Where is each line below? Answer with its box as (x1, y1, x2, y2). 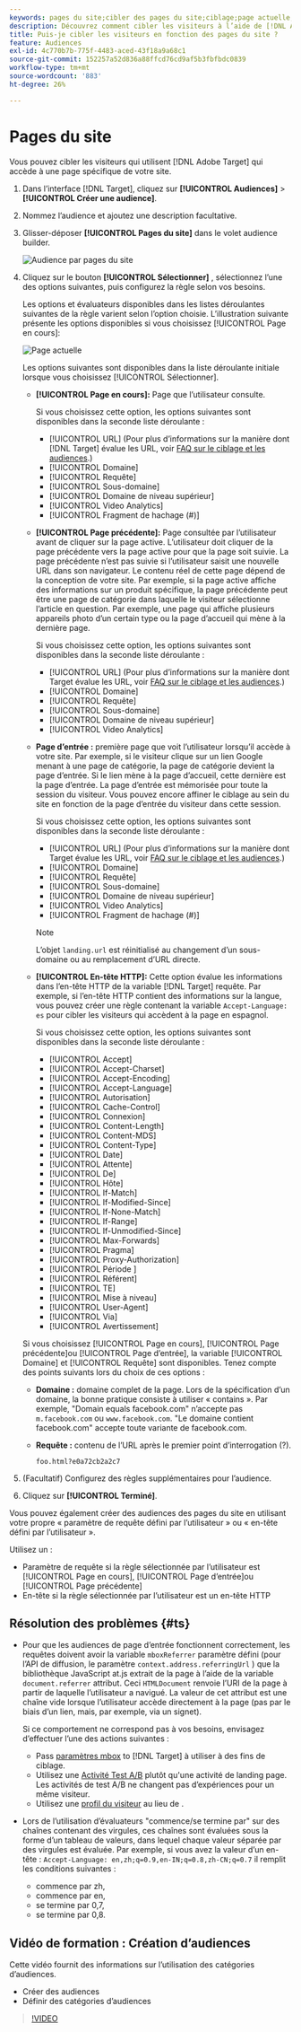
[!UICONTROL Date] (48, 1149, 124, 1160)
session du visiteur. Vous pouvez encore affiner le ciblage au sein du (35, 789, 289, 800)
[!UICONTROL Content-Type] (48, 1139, 157, 1150)
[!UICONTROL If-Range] (48, 1215, 138, 1226)
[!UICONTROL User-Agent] (48, 1301, 149, 1312)
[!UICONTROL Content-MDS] (48, 1130, 157, 1141)
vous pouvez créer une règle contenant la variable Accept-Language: (35, 1000, 288, 1011)
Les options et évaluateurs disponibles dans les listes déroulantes (21, 298, 265, 310)
